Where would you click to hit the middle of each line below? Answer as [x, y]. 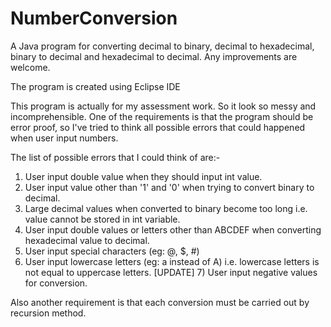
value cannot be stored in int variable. [102, 219]
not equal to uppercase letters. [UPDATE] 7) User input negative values [171, 272]
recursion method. [48, 313]
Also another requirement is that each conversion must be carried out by [160, 302]
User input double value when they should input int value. [143, 176]
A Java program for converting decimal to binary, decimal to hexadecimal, [162, 46]
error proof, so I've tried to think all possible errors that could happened [158, 127]
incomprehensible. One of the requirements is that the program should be [162, 116]
